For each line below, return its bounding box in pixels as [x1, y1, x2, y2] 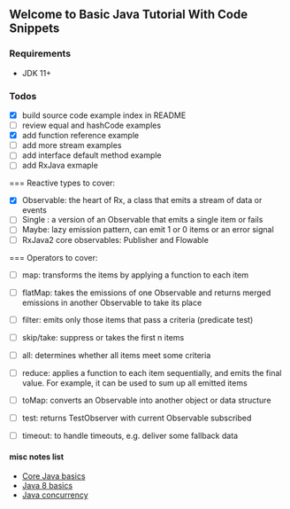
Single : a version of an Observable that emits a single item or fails [21, 215, 263, 225]
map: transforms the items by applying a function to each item [21, 270, 249, 280]
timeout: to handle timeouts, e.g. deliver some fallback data [21, 430, 239, 442]
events [21, 205, 47, 215]
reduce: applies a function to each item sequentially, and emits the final [21, 367, 282, 378]
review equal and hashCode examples [21, 120, 162, 131]
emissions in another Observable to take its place [21, 297, 202, 308]
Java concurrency [21, 489, 88, 500]
